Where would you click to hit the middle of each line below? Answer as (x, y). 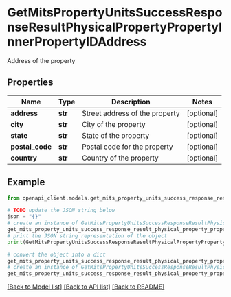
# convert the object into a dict (57, 254)
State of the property (116, 135)
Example (26, 182)
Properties (30, 83)
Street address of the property (131, 113)
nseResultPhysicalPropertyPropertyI (114, 27)
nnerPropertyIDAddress (77, 42)
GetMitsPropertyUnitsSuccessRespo (115, 13)
